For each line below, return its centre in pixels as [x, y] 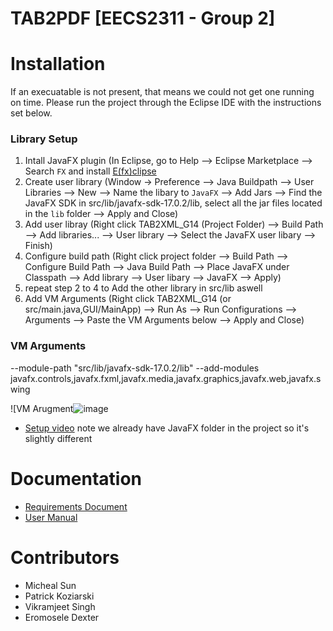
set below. [31, 113]
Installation [58, 64]
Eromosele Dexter [62, 617]
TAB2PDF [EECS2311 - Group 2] [143, 18]
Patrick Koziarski [59, 596]
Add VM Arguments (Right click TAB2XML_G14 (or [128, 299]
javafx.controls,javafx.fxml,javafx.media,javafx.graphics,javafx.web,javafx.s [166, 378]
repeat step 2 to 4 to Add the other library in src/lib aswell [143, 288]
